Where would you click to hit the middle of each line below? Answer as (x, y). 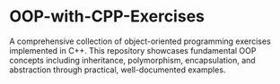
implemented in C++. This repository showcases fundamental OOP (133, 50)
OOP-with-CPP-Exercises (107, 17)
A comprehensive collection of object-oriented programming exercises (140, 41)
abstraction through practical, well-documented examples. (118, 70)
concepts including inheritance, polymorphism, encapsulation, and (132, 60)
